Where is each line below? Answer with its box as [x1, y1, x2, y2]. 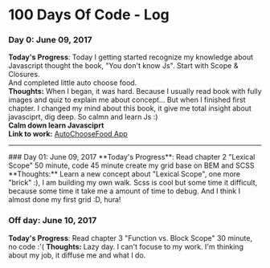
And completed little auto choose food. [8, 78, 137, 87]
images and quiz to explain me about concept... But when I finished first [8, 95, 246, 105]
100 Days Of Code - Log [8, 6, 170, 24]
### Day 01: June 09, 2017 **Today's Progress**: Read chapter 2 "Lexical [8, 152, 256, 162]
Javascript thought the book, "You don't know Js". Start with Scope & [8, 61, 239, 71]
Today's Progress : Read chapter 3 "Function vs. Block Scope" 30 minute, [8, 233, 253, 242]
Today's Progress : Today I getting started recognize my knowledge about [8, 52, 254, 62]
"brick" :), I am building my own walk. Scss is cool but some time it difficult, [8, 178, 258, 188]
